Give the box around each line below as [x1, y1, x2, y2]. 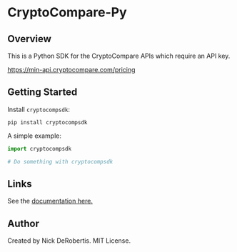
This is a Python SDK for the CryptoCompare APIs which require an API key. [7, 51, 231, 60]
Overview [7, 33, 52, 45]
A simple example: [7, 131, 62, 140]
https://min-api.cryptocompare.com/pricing [7, 66, 136, 74]
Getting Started [7, 86, 78, 99]
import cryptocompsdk [7, 145, 72, 152]
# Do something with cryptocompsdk [7, 158, 114, 165]
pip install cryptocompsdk [7, 119, 88, 126]
